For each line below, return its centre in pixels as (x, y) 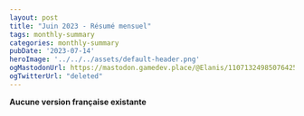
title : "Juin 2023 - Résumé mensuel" (81, 26)
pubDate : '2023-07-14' (52, 51)
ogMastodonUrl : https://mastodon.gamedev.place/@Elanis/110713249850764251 (155, 68)
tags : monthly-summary (52, 34)
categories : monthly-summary (64, 43)
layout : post (34, 18)
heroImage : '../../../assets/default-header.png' (105, 59)
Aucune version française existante (78, 102)
